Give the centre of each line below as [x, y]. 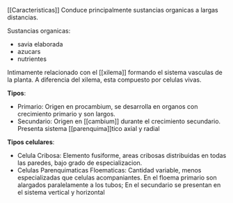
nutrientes [32, 59]
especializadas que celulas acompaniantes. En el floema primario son [117, 177]
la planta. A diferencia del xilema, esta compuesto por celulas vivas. [104, 80]
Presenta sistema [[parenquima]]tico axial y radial [88, 129]
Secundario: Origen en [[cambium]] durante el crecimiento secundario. [119, 121]
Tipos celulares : [31, 142]
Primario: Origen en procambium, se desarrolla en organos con [107, 106]
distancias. [23, 17]
